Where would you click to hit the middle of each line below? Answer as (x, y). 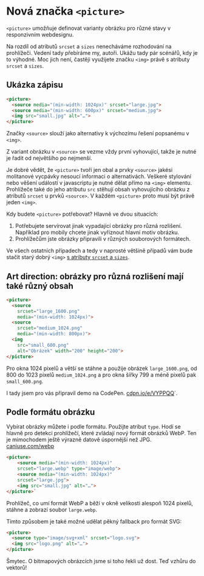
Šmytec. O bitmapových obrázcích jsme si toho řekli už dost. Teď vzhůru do (101, 561)
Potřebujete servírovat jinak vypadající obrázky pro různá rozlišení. (98, 226)
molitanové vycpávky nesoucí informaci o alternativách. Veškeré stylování (99, 176)
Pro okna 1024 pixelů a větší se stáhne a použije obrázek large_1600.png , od (102, 368)
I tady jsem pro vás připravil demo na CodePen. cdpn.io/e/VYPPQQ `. (92, 393)
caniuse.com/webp (30, 446)
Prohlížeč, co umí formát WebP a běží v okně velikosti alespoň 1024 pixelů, (100, 503)
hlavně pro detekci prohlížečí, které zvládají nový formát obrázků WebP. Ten (101, 433)
